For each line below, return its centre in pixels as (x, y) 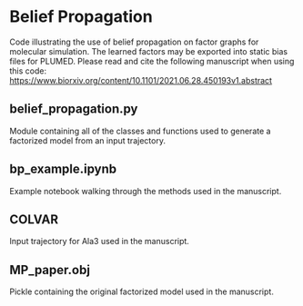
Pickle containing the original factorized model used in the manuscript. (142, 291)
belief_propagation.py (74, 109)
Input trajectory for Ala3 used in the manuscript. (99, 242)
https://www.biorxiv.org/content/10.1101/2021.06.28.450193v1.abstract (141, 80)
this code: (28, 71)
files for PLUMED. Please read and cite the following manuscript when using (152, 61)
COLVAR (34, 219)
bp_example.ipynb (63, 169)
